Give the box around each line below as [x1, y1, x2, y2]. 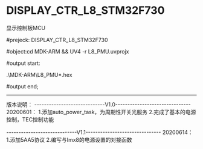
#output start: [6, 59, 40, 67]
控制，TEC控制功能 [6, 115, 54, 123]
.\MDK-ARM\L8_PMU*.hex [6, 71, 72, 78]
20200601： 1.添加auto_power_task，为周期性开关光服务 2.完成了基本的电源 [6, 108, 196, 115]
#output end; [6, 82, 39, 90]
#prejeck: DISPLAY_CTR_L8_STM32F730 [6, 36, 108, 43]
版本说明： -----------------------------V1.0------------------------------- [6, 100, 192, 108]
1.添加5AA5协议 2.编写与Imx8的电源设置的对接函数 [6, 136, 132, 143]
